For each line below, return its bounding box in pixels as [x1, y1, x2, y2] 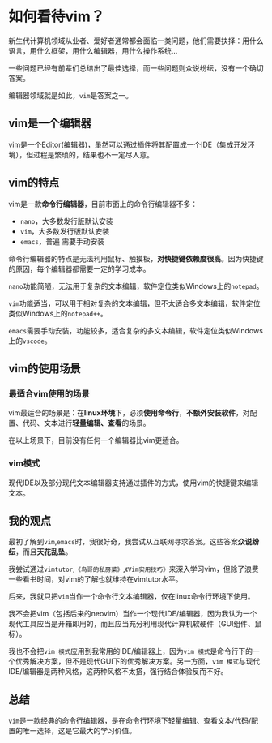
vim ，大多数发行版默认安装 [19, 226, 110, 236]
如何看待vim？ [8, 7, 105, 26]
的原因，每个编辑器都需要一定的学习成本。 [8, 264, 151, 273]
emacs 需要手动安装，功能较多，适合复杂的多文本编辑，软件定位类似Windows [8, 325, 263, 335]
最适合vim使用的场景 [8, 388, 91, 399]
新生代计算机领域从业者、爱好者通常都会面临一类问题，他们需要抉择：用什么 [8, 36, 264, 45]
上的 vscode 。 [8, 336, 52, 346]
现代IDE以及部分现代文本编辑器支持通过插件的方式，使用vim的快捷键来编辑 [8, 478, 259, 487]
